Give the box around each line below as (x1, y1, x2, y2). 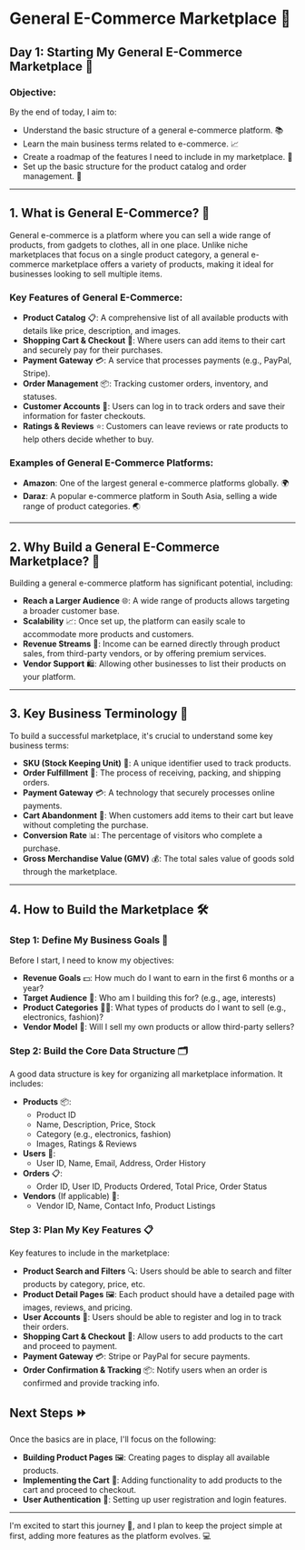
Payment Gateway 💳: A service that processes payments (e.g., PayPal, (22, 355, 292, 365)
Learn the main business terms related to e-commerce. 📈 (22, 138, 239, 149)
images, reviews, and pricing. (22, 1302, 133, 1313)
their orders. (22, 1322, 70, 1333)
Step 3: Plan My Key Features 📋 (9, 1223, 154, 1235)
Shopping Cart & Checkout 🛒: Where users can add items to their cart (22, 335, 286, 345)
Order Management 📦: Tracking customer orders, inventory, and (22, 377, 269, 389)
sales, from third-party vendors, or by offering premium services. (22, 648, 267, 659)
